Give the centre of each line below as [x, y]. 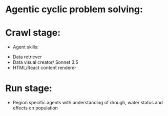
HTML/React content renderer [45, 68]
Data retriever [27, 57]
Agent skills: [26, 47]
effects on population [35, 108]
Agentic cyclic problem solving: [74, 9]
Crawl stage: [33, 33]
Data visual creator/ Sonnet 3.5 [45, 62]
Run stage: [29, 88]
